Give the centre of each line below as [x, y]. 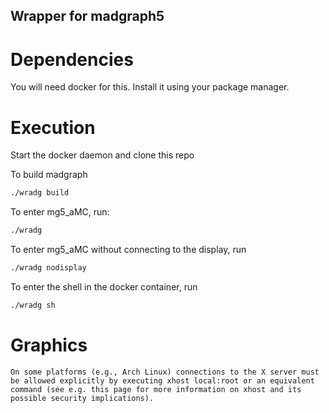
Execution [53, 127]
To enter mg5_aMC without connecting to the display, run [128, 250]
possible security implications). [82, 398]
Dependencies [72, 59]
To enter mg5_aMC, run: [60, 212]
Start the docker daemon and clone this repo [102, 155]
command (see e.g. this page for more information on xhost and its [156, 389]
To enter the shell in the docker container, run [104, 286]
